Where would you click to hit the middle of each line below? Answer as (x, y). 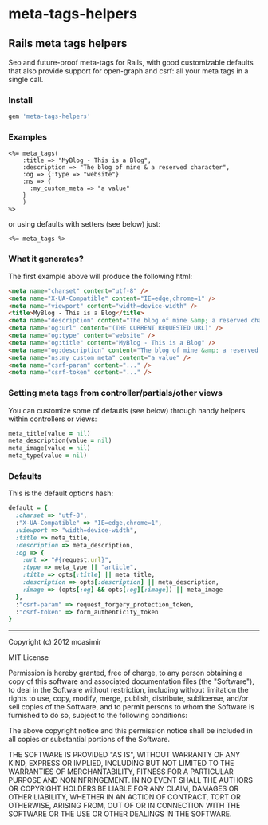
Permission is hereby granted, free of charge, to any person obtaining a (126, 673)
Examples (28, 137)
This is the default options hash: (61, 493)
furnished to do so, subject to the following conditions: (98, 716)
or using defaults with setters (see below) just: (85, 224)
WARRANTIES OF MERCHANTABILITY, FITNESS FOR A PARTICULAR (121, 772)
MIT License (29, 657)
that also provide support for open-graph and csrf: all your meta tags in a (128, 71)
